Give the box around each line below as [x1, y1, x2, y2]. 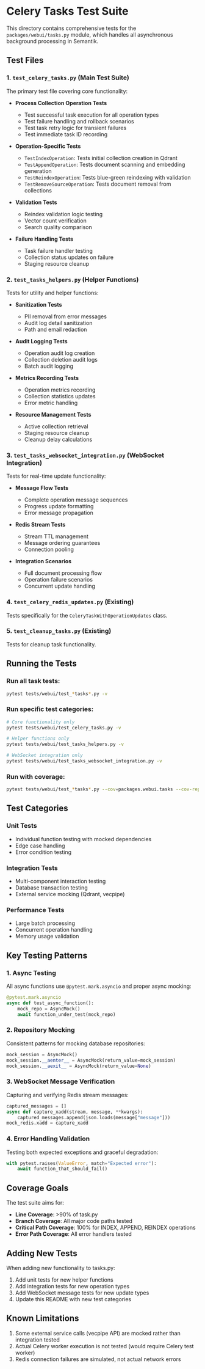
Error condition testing [15, 848, 72, 856]
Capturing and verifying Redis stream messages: [6, 1091, 129, 1098]
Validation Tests [15, 199, 57, 206]
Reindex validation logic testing [24, 210, 103, 217]
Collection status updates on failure [24, 254, 114, 261]
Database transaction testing [15, 884, 88, 891]
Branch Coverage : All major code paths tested [15, 1217, 133, 1225]
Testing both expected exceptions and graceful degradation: [6, 1148, 159, 1156]
